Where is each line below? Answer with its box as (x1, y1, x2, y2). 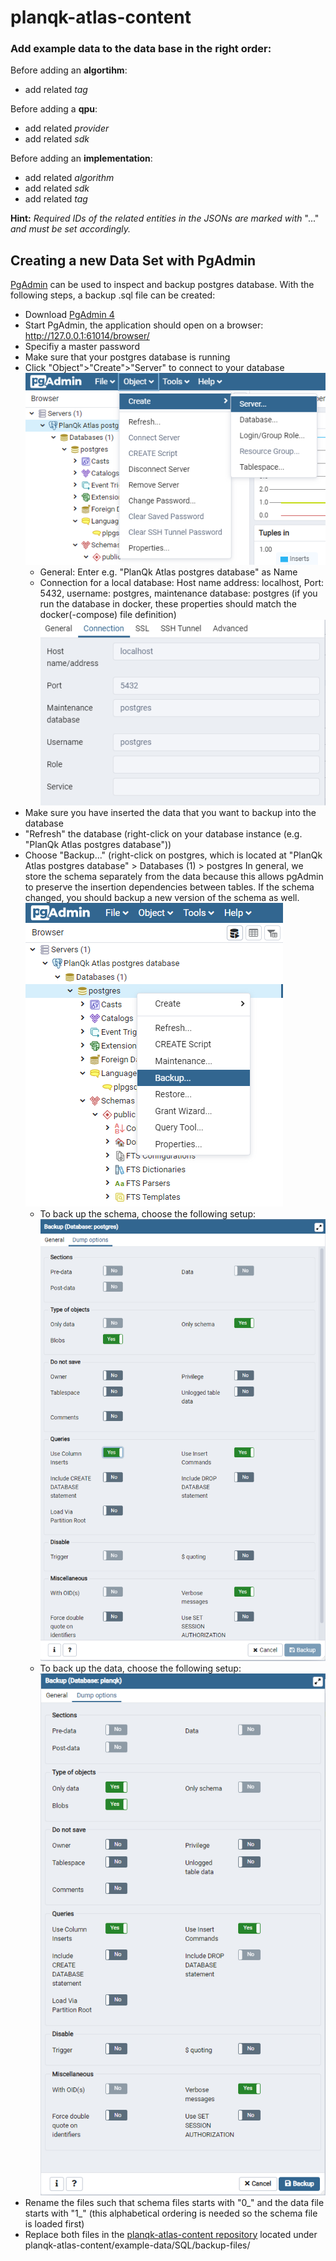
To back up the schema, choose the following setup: (39, 1208, 256, 1220)
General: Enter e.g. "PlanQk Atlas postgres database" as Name (39, 566, 298, 578)
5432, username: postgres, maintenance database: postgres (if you (39, 587, 318, 600)
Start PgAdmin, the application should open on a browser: (24, 319, 264, 331)
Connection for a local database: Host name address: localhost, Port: (39, 577, 325, 589)
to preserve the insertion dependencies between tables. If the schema (24, 881, 315, 893)
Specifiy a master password (24, 341, 140, 353)
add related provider (24, 122, 110, 135)
